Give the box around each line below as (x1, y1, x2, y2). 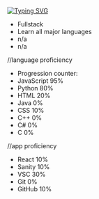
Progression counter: (17, 70, 78, 77)
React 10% (17, 155, 49, 164)
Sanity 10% (17, 163, 50, 170)
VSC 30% (17, 170, 46, 178)
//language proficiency (7, 56, 73, 64)
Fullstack (17, 20, 44, 28)
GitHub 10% (17, 185, 52, 193)
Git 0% (17, 177, 38, 186)
